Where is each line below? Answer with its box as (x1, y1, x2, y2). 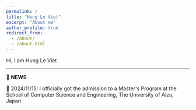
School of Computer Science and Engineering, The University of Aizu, (6, 91, 174, 98)
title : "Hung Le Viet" (6, 14, 61, 20)
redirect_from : (6, 30, 43, 36)
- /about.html (11, 41, 45, 47)
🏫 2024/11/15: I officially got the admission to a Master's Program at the (6, 85, 177, 92)
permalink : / (6, 8, 38, 15)
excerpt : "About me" (6, 19, 57, 25)
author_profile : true (6, 24, 59, 31)
